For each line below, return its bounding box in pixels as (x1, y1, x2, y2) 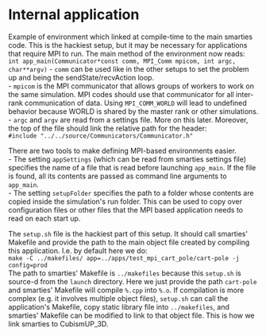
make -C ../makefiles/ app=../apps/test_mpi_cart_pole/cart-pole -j (8, 254, 240, 262)
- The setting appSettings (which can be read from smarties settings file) (8, 154, 247, 164)
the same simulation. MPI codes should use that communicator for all (8, 89, 234, 99)
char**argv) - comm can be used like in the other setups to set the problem (8, 64, 249, 73)
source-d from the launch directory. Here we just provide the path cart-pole (8, 276, 257, 286)
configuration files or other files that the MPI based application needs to (8, 205, 244, 214)
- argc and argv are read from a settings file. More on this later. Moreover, (8, 115, 249, 124)
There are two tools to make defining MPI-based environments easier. (8, 146, 237, 155)
